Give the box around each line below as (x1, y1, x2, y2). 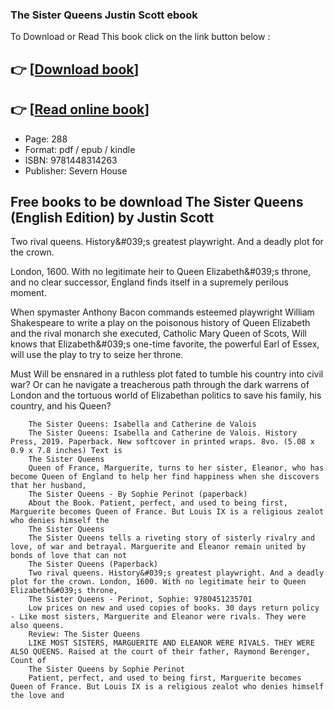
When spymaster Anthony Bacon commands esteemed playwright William (10, 306, 315, 318)
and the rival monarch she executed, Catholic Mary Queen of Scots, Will (10, 328, 307, 340)
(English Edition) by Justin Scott (10, 209, 215, 226)
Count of (10, 656, 47, 666)
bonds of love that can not (10, 551, 128, 561)
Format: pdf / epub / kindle (24, 143, 136, 155)
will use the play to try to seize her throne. (10, 349, 184, 361)
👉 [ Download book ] (10, 61, 140, 78)
